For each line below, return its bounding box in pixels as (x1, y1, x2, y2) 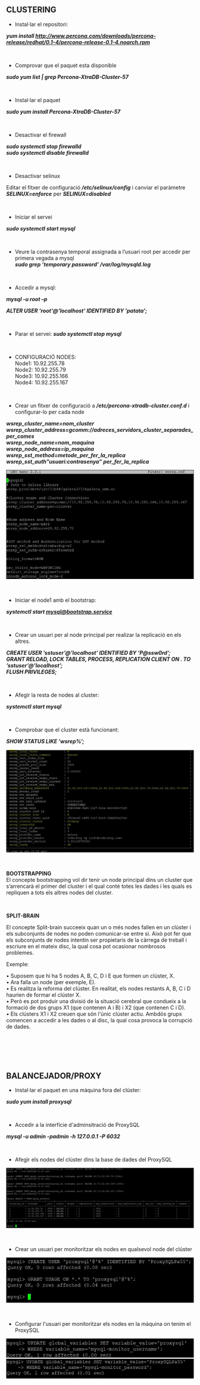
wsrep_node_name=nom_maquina (6, 439, 95, 446)
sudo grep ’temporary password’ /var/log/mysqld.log (14, 261, 151, 268)
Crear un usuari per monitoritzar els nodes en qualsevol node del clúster (14, 1246, 192, 1253)
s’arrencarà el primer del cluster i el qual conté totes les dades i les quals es (6, 883, 192, 890)
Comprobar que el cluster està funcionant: (14, 726, 119, 734)
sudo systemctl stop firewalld (6, 143, 82, 150)
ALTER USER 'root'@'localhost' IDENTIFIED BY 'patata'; (6, 307, 148, 314)
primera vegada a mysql (14, 254, 74, 262)
